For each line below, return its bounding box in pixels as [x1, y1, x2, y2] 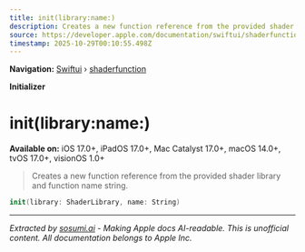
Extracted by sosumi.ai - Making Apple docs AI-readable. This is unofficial [9, 223, 289, 234]
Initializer [9, 81, 45, 92]
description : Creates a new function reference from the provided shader [9, 22, 295, 31]
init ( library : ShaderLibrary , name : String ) [9, 197, 181, 207]
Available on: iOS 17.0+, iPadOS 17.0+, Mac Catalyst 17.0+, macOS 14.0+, [9, 143, 281, 155]
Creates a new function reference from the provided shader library [31, 170, 281, 182]
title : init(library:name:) [9, 13, 116, 23]
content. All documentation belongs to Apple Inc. [9, 233, 192, 244]
